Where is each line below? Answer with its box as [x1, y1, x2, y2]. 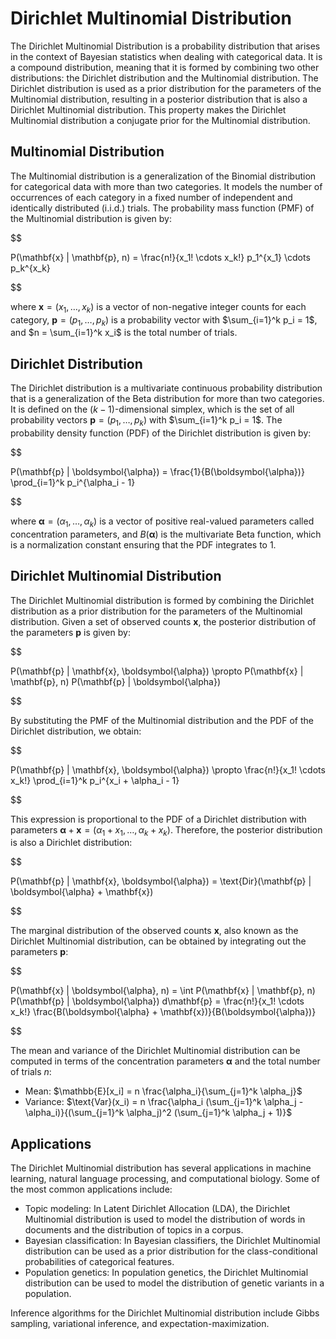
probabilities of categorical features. [24, 1256, 175, 1268]
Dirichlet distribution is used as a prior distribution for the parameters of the [10, 82, 322, 94]
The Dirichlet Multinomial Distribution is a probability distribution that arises [10, 40, 321, 52]
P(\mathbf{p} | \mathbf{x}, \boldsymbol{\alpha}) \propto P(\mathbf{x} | [10, 665, 304, 677]
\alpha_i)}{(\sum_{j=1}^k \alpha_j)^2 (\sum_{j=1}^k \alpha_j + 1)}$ [24, 1107, 293, 1119]
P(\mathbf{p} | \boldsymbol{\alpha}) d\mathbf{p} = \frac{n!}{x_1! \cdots [10, 995, 305, 1007]
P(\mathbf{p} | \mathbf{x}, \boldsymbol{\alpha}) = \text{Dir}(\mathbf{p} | [10, 875, 312, 887]
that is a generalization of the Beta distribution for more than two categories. [10, 393, 325, 405]
